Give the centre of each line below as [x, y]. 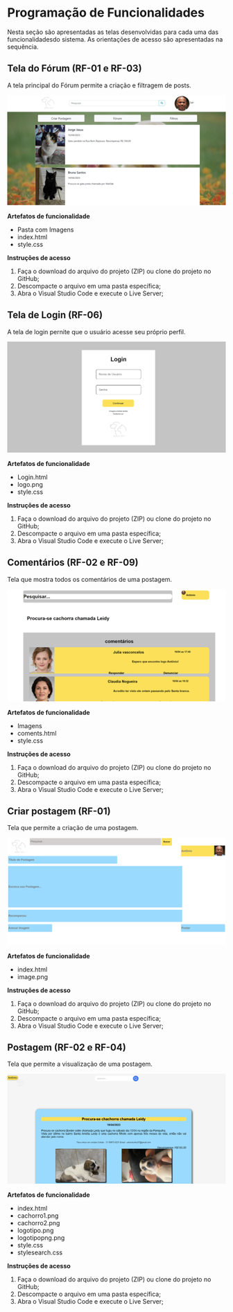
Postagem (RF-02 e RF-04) [67, 1047]
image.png [33, 976]
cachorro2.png [38, 1223]
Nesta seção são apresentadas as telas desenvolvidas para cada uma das [113, 32]
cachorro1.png [38, 1216]
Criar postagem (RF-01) [59, 812]
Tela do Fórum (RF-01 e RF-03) [75, 68]
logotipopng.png [41, 1237]
